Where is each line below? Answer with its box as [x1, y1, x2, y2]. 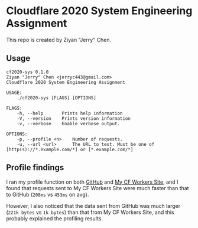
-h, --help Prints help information [17, 110, 123, 116]
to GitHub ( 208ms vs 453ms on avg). [6, 191, 89, 198]
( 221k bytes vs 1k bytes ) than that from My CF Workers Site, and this [6, 209, 174, 216]
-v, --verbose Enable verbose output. [17, 120, 120, 126]
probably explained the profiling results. [6, 214, 103, 222]
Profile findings [6, 162, 64, 172]
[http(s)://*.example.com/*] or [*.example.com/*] [6, 146, 134, 152]
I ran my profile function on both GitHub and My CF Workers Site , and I [6, 178, 178, 185]
